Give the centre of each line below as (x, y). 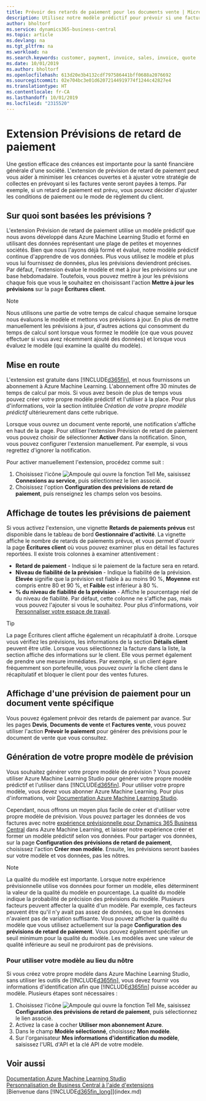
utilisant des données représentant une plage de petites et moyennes (94, 244)
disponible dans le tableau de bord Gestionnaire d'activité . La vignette (96, 534)
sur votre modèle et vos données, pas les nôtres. (68, 855)
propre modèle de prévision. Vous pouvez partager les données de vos (96, 816)
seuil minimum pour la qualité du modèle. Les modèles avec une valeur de (100, 938)
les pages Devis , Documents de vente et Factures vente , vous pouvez (96, 725)
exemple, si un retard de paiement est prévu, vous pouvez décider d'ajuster (102, 190)
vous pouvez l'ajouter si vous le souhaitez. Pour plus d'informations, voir (107, 605)
